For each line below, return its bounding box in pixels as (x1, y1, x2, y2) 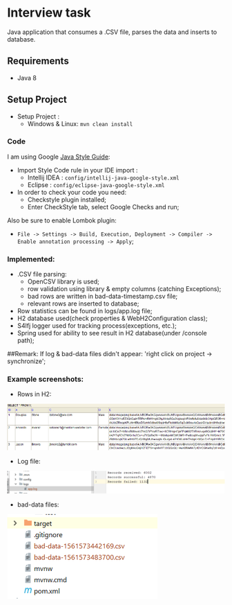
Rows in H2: (17, 390, 52, 398)
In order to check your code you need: (17, 188, 126, 196)
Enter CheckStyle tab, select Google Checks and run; (27, 202, 180, 211)
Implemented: (7, 254, 55, 264)
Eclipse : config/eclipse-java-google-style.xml (27, 180, 165, 188)
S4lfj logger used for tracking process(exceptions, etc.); (17, 322, 177, 330)
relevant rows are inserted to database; (27, 299, 139, 308)
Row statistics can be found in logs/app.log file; (17, 307, 153, 315)
